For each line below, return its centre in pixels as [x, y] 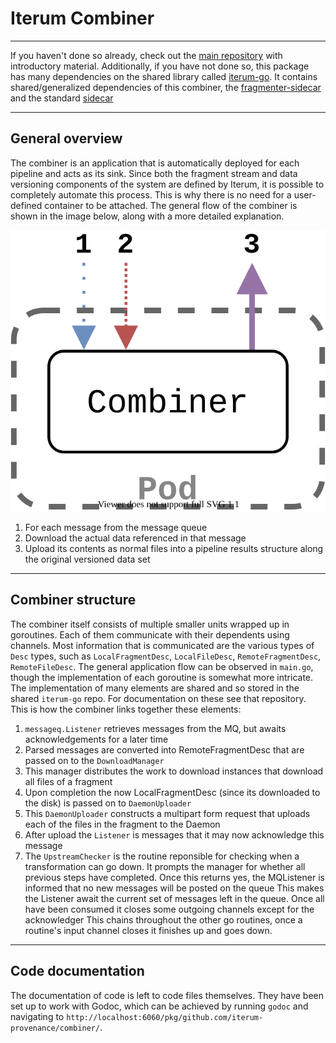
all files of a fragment [68, 781]
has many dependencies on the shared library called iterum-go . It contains [164, 76]
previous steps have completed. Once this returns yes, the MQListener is [174, 877]
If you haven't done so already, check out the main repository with [146, 55]
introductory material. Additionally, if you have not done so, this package [160, 66]
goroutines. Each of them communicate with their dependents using [150, 634]
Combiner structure [73, 600]
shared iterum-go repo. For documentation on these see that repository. [158, 698]
